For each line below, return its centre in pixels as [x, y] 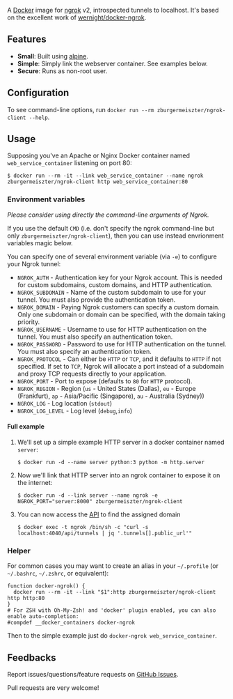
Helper [19, 551]
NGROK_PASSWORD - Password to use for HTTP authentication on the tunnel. [122, 344]
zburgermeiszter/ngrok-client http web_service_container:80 [98, 182]
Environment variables [46, 199]
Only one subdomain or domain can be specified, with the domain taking [121, 314]
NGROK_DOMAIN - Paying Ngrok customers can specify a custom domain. [119, 307]
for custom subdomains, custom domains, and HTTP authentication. [115, 284]
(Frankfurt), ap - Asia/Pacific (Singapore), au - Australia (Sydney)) [111, 396]
